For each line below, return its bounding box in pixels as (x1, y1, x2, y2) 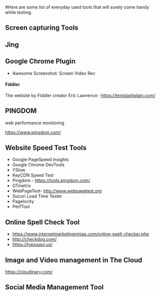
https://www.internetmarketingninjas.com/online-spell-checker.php (12, 231, 149, 237)
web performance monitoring (5, 120, 65, 126)
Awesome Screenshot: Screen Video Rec (12, 70, 96, 76)
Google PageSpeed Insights (12, 157, 69, 163)
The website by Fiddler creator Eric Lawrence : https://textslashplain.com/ (5, 92, 156, 98)
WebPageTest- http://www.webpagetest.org (12, 188, 102, 194)
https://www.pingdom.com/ (5, 129, 61, 135)
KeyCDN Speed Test (12, 172, 54, 178)
